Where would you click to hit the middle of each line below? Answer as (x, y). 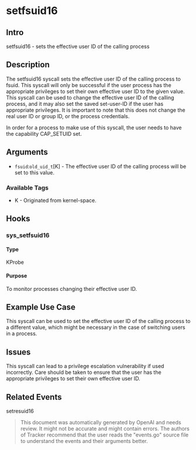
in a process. (22, 334)
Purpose (17, 276)
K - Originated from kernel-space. (55, 200)
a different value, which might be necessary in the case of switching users (96, 327)
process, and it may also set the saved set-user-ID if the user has (85, 104)
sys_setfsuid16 (28, 235)
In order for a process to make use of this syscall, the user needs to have (94, 128)
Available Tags (27, 187)
